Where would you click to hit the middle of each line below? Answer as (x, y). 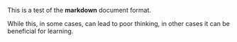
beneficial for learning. (40, 31)
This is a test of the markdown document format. (79, 10)
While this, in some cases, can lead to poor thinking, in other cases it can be (119, 23)
